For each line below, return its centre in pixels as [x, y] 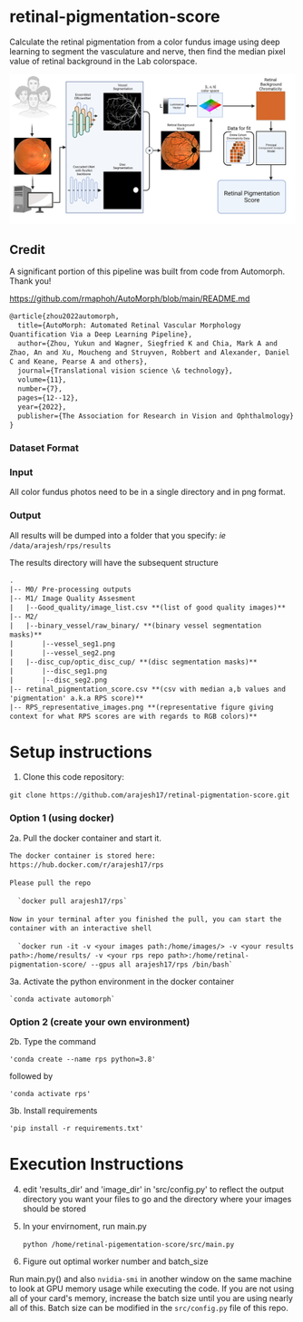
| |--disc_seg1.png [58, 671]
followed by [31, 1076]
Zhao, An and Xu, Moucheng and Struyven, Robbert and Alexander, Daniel [150, 353]
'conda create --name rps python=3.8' [83, 1060]
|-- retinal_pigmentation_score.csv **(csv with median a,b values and [147, 689]
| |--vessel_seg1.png [63, 644]
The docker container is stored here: [83, 855]
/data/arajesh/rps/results [60, 546]
